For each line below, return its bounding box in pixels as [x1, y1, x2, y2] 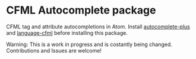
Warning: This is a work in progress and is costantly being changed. [6, 41, 172, 48]
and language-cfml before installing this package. [6, 29, 128, 36]
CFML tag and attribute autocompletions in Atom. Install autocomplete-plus [6, 23, 190, 30]
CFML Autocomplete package [6, 4, 156, 17]
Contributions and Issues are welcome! [6, 47, 102, 54]
